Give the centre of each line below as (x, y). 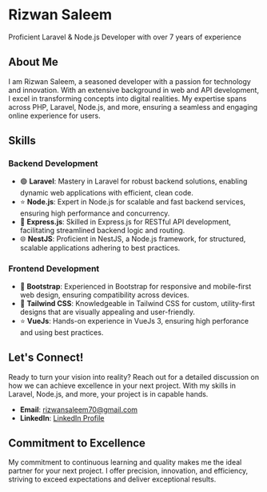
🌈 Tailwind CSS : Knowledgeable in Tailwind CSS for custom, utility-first (137, 303)
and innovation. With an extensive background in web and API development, (134, 90)
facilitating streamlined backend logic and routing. (102, 231)
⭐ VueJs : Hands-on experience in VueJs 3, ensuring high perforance (134, 321)
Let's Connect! (46, 358)
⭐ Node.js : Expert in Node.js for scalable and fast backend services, (133, 202)
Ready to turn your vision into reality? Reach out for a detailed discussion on (134, 377)
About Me (33, 62)
